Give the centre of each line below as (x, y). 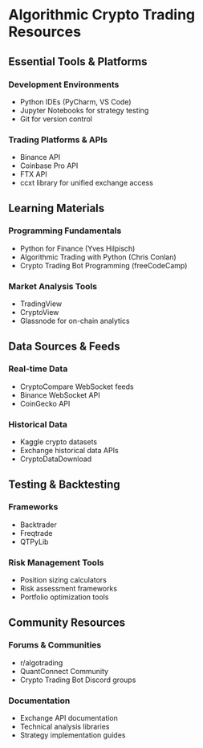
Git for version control (56, 119)
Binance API (40, 157)
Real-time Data (38, 369)
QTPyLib (34, 542)
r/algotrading (41, 662)
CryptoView (39, 313)
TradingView (41, 304)
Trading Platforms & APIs (58, 140)
